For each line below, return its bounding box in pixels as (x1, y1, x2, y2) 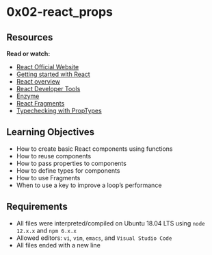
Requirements (6, 201, 68, 212)
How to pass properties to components (16, 159, 127, 167)
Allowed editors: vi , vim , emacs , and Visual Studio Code (16, 234, 172, 242)
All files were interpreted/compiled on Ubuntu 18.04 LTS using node (16, 219, 206, 227)
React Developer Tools (16, 85, 81, 93)
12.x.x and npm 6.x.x (16, 226, 77, 234)
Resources (6, 32, 53, 43)
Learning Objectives (6, 126, 95, 138)
